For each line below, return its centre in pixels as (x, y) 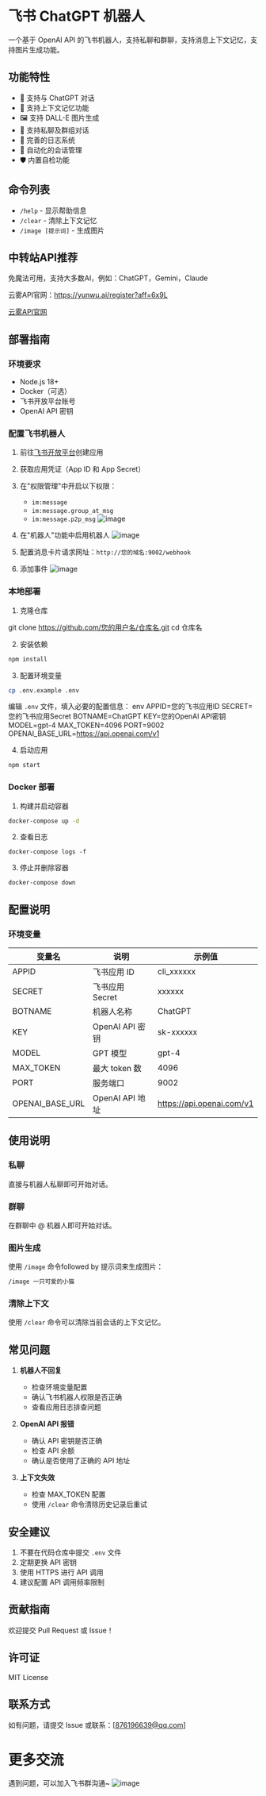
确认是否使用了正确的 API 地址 (81, 1461)
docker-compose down (42, 883)
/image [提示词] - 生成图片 (62, 230)
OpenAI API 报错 (47, 1424)
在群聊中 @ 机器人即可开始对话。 (62, 1225)
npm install (28, 659)
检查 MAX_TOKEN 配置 (68, 1494)
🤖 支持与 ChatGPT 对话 (57, 98)
